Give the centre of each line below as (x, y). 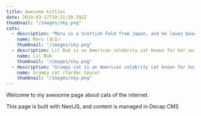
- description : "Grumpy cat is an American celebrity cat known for (99, 67)
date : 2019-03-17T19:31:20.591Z (46, 17)
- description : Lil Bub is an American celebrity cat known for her (99, 51)
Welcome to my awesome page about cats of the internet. (78, 95)
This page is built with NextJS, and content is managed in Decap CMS (93, 106)
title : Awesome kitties (36, 12)
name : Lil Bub (34, 56)
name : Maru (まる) (39, 39)
